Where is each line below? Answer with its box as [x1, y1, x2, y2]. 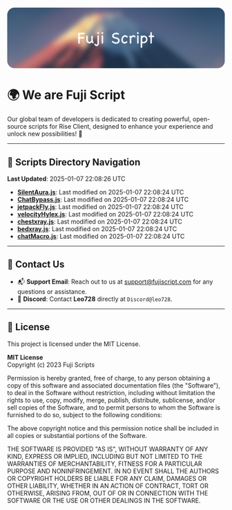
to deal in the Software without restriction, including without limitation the [7, 388, 215, 397]
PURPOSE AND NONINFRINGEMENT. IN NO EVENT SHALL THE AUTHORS [7, 466, 220, 475]
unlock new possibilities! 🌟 [7, 129, 83, 138]
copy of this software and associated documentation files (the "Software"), [7, 381, 221, 390]
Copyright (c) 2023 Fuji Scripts [7, 361, 95, 369]
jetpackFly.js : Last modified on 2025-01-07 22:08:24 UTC [17, 203, 184, 211]
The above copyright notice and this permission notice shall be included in [7, 424, 219, 432]
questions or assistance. [17, 287, 88, 295]
